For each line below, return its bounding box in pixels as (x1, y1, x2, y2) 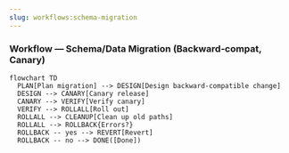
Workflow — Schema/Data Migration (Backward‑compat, (9, 42, 262, 54)
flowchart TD (9, 73, 58, 83)
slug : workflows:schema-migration (9, 12, 138, 22)
